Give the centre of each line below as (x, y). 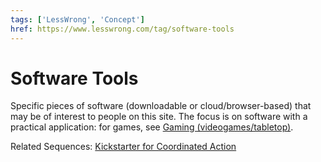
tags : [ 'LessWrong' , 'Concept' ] (77, 19)
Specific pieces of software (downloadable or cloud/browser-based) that (161, 106)
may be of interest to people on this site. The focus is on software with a (159, 117)
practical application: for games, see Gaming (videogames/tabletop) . (152, 127)
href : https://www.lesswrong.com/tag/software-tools (122, 29)
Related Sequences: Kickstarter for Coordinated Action (123, 147)
